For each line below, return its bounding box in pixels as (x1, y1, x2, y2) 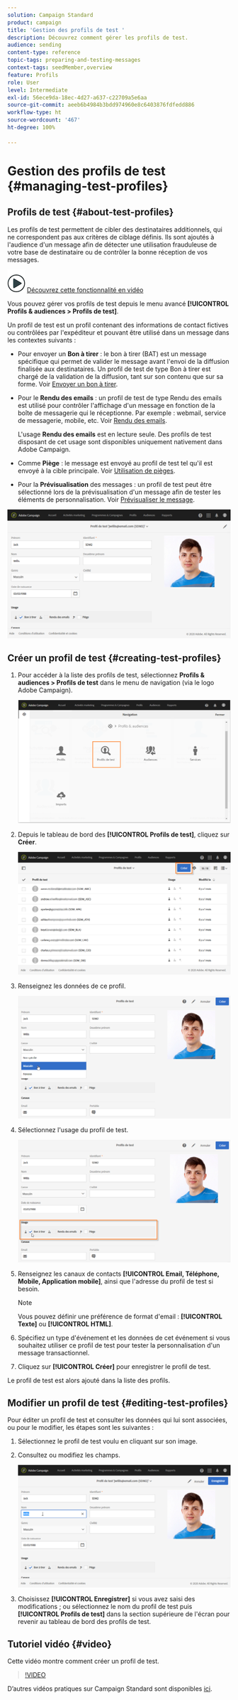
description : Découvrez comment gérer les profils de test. (7, 34, 189, 41)
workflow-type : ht (7, 109, 62, 117)
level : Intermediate (7, 86, 69, 94)
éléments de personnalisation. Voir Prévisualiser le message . (17, 495, 195, 504)
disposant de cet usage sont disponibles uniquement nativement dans (17, 437, 223, 446)
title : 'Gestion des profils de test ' (7, 26, 125, 33)
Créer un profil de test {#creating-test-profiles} (7, 652, 222, 664)
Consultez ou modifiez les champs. (17, 1451, 120, 1459)
